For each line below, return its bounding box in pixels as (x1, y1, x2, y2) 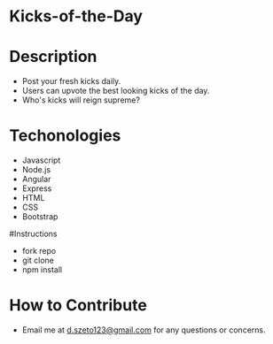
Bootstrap (21, 211, 58, 222)
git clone (21, 255, 55, 266)
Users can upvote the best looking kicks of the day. (21, 86, 210, 96)
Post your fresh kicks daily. (21, 76, 121, 87)
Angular (21, 174, 51, 185)
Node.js (21, 164, 51, 175)
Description (9, 47, 97, 67)
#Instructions (9, 228, 58, 240)
